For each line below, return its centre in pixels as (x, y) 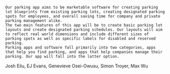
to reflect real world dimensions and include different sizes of (77, 34)
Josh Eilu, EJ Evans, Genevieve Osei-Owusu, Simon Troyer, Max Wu (77, 66)
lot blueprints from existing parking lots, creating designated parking (85, 12)
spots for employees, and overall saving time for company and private (83, 16)
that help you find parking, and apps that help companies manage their (84, 52)
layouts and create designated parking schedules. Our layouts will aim (84, 30)
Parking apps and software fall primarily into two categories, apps (81, 47)
